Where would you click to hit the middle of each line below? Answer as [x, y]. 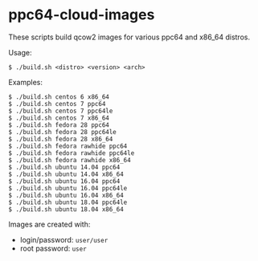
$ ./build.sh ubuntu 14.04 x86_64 [66, 174]
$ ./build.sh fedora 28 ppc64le [62, 132]
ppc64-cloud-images [82, 15]
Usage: [20, 52]
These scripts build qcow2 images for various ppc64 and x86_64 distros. [129, 37]
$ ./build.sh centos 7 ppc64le [61, 111]
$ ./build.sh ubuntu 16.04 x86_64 [66, 195]
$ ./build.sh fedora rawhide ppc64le [72, 153]
